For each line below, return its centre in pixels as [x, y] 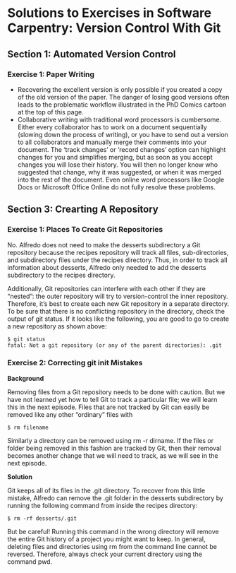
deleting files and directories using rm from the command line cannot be [112, 546]
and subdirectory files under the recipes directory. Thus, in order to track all [117, 260]
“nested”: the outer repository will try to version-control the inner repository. [118, 296]
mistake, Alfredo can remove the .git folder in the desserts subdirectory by [116, 498]
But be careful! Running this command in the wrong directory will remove [113, 531]
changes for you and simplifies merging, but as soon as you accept [115, 157]
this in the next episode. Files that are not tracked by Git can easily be [108, 407]
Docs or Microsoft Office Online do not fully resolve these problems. [117, 187]
